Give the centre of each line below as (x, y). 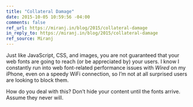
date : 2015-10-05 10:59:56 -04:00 (48, 17)
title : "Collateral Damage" (40, 11)
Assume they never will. (35, 98)
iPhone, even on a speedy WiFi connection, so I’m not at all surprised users (97, 74)
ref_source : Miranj (30, 39)
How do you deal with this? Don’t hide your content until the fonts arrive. (93, 92)
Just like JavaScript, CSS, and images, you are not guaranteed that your (93, 55)
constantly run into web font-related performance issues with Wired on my (96, 68)
